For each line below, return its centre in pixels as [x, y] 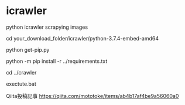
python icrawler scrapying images [47, 27]
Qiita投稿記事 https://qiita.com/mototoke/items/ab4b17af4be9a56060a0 [92, 96]
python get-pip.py [28, 50]
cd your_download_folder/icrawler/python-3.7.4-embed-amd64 [83, 38]
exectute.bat [21, 84]
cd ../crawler [21, 72]
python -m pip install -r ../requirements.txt [57, 61]
